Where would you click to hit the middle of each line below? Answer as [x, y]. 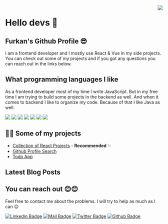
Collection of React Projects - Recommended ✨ [62, 145]
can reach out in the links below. [38, 64]
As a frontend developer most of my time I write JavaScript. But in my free [81, 91]
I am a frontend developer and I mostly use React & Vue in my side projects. [83, 53]
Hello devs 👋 [31, 23]
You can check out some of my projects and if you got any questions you [80, 58]
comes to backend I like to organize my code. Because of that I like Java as [82, 102]
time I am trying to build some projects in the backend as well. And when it [82, 96]
